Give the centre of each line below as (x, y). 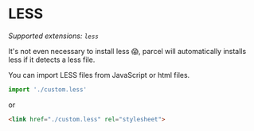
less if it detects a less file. (52, 60)
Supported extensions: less (54, 36)
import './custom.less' (48, 89)
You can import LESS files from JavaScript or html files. (99, 75)
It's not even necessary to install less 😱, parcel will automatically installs (127, 51)
